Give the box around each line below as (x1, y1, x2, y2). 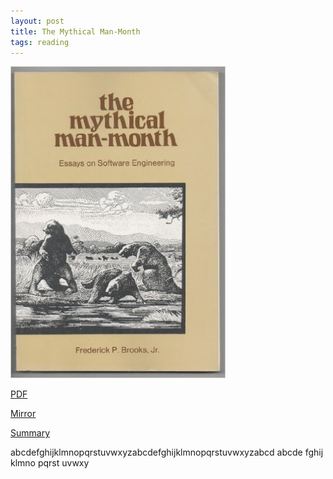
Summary (10, 427, 51, 439)
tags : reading (10, 37, 70, 47)
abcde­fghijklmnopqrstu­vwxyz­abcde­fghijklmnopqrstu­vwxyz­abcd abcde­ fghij (10, 446, 324, 459)
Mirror (10, 408, 37, 420)
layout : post (10, 16, 65, 26)
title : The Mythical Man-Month (10, 26, 141, 37)
